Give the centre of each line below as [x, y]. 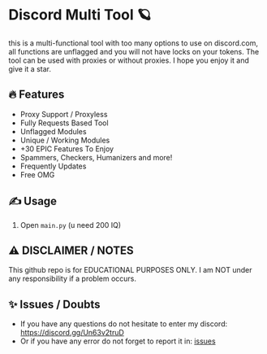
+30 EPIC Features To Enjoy [67, 149]
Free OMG [37, 174]
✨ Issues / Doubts [54, 304]
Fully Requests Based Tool [64, 123]
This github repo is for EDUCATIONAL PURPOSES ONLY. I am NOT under [130, 270]
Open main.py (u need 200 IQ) [71, 225]
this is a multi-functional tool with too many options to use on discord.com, [133, 43]
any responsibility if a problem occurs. [72, 279]
